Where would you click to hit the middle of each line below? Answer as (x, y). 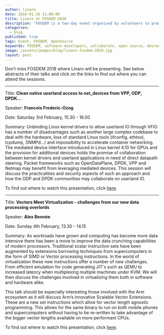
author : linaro (20, 10)
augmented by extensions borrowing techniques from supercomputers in (79, 251)
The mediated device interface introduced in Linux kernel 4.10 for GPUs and (81, 147)
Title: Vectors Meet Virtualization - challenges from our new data (72, 202)
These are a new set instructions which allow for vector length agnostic (77, 302)
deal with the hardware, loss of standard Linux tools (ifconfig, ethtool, (75, 137)
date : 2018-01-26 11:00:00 (32, 14)
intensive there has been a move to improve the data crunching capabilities (81, 241)
